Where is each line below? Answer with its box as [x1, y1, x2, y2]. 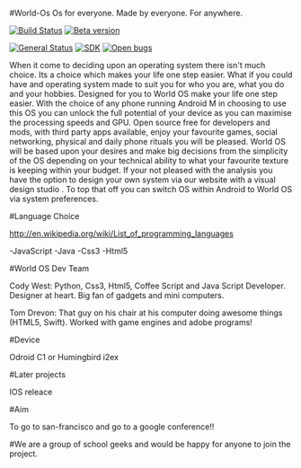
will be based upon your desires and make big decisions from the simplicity [9, 146, 288, 156]
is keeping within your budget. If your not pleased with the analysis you [9, 165, 273, 175]
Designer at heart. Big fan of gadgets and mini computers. [9, 290, 225, 300]
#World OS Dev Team [9, 263, 90, 273]
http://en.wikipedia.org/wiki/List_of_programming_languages [9, 228, 234, 239]
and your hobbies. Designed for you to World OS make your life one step [9, 89, 279, 99]
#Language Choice [9, 211, 80, 221]
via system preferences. [9, 193, 99, 204]
